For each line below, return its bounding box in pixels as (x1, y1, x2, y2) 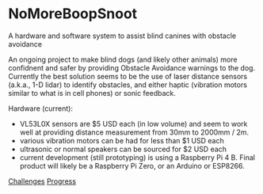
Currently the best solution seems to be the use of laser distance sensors (8, 71, 248, 81)
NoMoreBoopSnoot (8, 5, 138, 23)
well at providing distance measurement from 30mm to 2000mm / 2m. (19, 127, 250, 137)
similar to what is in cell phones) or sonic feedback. (8, 88, 177, 97)
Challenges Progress (8, 176, 77, 186)
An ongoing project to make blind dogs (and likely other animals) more (8, 55, 238, 64)
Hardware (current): (8, 104, 74, 113)
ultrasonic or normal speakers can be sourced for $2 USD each (19, 144, 227, 154)
